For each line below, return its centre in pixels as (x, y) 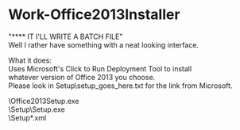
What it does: (30, 60)
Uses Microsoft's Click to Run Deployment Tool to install (100, 68)
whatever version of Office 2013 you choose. (82, 77)
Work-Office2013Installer (94, 15)
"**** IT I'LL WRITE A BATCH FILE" (66, 36)
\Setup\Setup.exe (37, 109)
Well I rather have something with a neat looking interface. (104, 44)
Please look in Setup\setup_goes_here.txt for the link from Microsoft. (120, 86)
